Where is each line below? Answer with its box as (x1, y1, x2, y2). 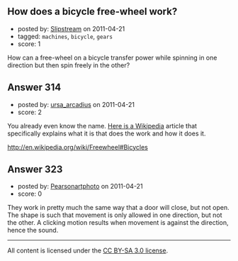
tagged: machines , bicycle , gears (17, 32, 113, 40)
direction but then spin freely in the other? (7, 60, 130, 70)
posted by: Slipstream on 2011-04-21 (17, 24, 125, 33)
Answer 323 (7, 163, 63, 176)
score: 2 (17, 108, 42, 116)
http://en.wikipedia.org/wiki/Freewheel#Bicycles (7, 143, 149, 151)
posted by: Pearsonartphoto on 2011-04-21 (17, 182, 143, 191)
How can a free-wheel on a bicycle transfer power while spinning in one (7, 53, 217, 62)
